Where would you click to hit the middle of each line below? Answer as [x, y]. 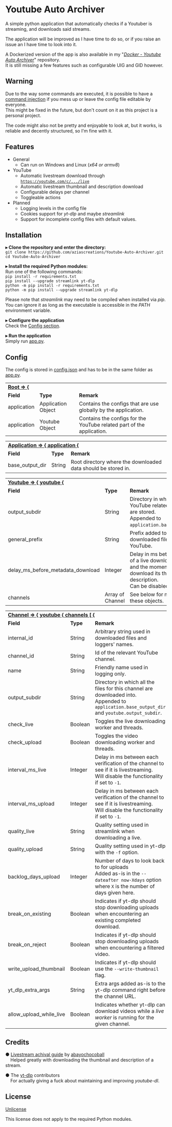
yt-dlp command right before [130, 990]
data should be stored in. [101, 469]
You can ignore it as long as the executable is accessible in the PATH [78, 305]
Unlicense [16, 1109]
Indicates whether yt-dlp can [130, 1005]
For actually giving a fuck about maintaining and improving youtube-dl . [85, 1081]
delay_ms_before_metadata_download [54, 570]
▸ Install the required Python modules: [47, 266]
